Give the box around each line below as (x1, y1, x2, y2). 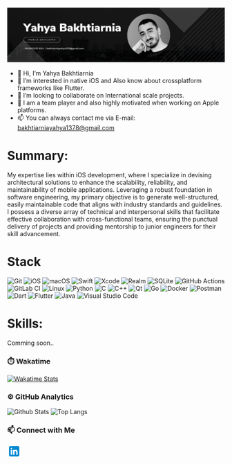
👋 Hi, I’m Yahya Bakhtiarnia (17, 69, 94, 77)
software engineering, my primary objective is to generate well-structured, (7, 193, 220, 201)
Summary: (7, 148, 69, 163)
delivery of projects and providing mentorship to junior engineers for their (7, 222, 216, 231)
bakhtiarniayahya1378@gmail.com (17, 124, 115, 132)
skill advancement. (7, 229, 61, 238)
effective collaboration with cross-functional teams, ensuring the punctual (7, 215, 218, 223)
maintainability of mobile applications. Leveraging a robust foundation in (7, 185, 213, 194)
